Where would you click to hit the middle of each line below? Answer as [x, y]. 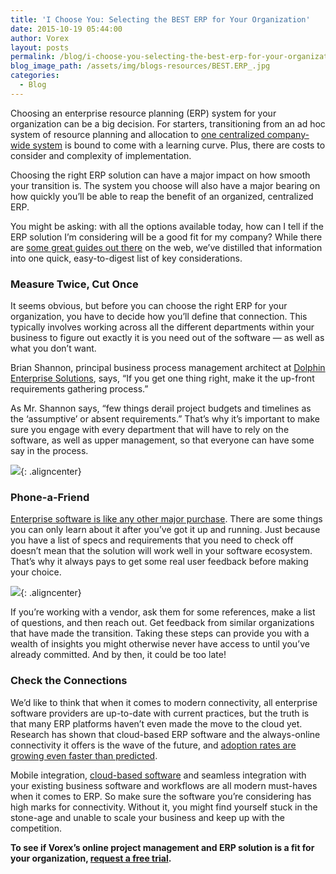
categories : [35, 76]
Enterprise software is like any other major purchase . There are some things [166, 519]
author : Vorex [40, 38]
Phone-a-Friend [50, 497]
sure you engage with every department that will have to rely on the [150, 430]
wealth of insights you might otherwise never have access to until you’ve [160, 644]
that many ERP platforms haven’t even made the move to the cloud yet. [156, 723]
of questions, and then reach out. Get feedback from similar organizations [162, 623]
